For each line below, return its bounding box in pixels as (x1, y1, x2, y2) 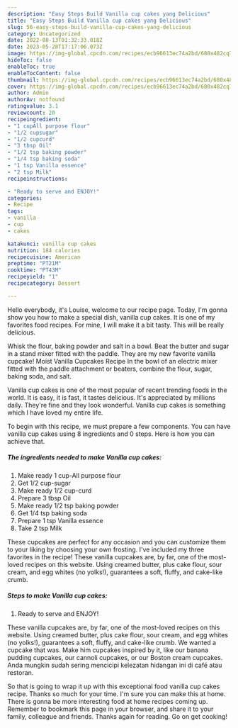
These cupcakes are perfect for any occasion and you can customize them (7, 537, 227, 546)
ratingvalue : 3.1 (7, 103, 59, 110)
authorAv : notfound (7, 96, 65, 103)
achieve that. (7, 437, 45, 445)
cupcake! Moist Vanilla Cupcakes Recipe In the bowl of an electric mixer (7, 357, 218, 365)
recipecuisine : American (7, 253, 81, 261)
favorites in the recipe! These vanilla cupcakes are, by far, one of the (7, 552, 208, 561)
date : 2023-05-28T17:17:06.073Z (7, 43, 103, 50)
